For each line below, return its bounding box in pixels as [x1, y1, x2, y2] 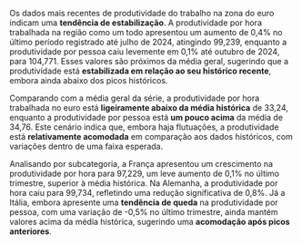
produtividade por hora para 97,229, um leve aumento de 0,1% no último [9, 168, 280, 179]
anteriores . [9, 226, 52, 237]
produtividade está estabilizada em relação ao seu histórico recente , [9, 65, 272, 76]
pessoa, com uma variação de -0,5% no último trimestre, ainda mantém [9, 207, 279, 217]
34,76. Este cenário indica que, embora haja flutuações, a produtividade [9, 122, 279, 132]
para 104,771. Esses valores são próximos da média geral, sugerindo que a [9, 56, 289, 66]
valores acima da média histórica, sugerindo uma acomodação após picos [9, 217, 290, 227]
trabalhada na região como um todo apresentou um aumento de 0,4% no [9, 27, 284, 37]
